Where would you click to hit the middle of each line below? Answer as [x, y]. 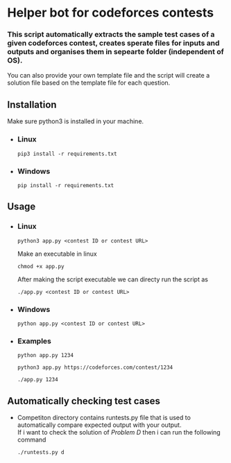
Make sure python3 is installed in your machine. [76, 121]
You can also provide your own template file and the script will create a [109, 76]
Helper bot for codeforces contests [111, 13]
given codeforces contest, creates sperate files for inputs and [113, 43]
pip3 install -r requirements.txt [67, 154]
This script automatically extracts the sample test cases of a [111, 35]
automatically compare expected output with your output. [99, 425]
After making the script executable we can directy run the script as [112, 279]
